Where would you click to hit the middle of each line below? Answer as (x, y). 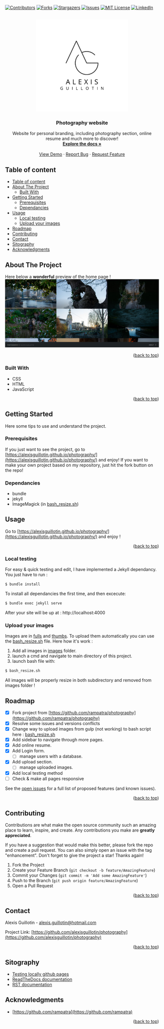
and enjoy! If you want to (123, 460)
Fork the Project (28, 865)
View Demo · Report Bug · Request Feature (82, 154)
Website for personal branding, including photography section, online (82, 134)
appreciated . (18, 836)
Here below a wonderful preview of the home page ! (58, 276)
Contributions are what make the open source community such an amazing (81, 825)
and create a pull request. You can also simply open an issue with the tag (79, 850)
